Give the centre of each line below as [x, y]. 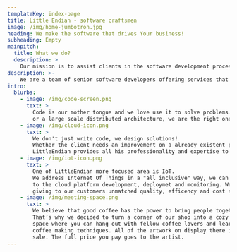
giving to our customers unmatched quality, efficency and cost [129, 191]
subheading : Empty [34, 40]
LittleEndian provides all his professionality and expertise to [131, 152]
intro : [17, 86]
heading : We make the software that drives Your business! [96, 34]
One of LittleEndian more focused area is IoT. [104, 171]
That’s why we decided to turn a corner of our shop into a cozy [131, 217]
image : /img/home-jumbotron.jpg [55, 27]
